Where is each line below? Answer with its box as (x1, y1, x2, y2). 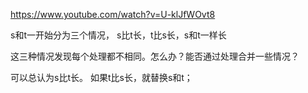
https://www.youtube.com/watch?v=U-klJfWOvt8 (10, 9, 216, 20)
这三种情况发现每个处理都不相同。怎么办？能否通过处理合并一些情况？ (10, 50, 300, 62)
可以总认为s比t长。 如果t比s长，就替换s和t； (10, 72, 193, 83)
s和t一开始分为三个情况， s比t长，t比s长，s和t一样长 (10, 29, 227, 41)
